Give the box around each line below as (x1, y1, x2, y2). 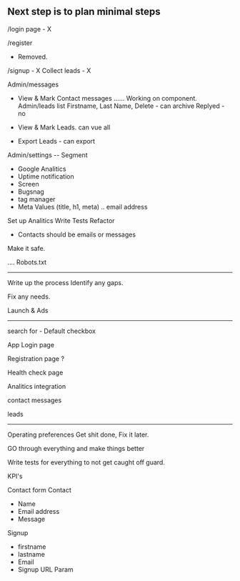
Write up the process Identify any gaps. (7, 278, 124, 287)
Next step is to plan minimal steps (7, 6, 161, 18)
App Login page (7, 340, 55, 349)
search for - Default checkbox (7, 327, 96, 335)
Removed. (17, 52, 48, 61)
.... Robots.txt (7, 257, 47, 267)
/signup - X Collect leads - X (7, 66, 91, 74)
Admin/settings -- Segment (7, 150, 88, 159)
